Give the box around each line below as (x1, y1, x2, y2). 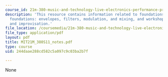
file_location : (5, 26, 37, 31)
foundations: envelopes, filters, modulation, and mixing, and (9, 16, 144, 21)
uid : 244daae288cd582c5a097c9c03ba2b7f (5, 49, 88, 54)
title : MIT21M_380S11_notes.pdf (5, 40, 72, 45)
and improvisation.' (9, 21, 52, 26)
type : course (5, 44, 32, 49)
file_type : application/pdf (5, 30, 64, 35)
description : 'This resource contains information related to (5, 12, 137, 17)
